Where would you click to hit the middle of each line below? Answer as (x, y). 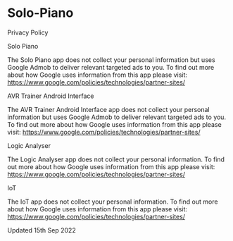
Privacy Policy (28, 32)
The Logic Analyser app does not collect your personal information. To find (116, 159)
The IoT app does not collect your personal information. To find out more (113, 202)
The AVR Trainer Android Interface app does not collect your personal (108, 109)
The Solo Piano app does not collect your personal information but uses (112, 60)
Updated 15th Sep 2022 (42, 230)
